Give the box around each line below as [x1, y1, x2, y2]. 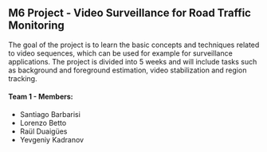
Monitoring [8, 19, 65, 33]
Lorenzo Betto [19, 119, 67, 128]
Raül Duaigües [19, 127, 68, 136]
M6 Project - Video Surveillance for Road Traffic [8, 6, 251, 20]
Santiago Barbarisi [19, 110, 81, 119]
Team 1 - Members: [8, 92, 73, 102]
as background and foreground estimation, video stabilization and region [8, 65, 247, 75]
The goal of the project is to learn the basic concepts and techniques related [8, 40, 260, 49]
